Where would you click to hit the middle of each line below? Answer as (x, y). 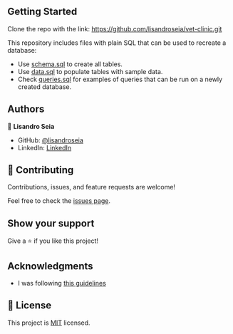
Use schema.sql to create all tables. (70, 64)
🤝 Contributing (41, 170)
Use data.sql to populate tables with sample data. (90, 71)
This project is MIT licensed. (49, 323)
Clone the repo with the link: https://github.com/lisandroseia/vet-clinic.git (115, 28)
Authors (26, 109)
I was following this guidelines (62, 283)
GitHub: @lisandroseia (51, 140)
